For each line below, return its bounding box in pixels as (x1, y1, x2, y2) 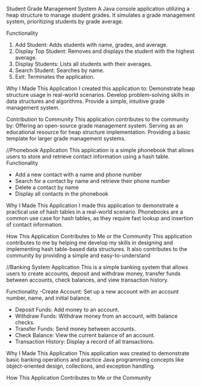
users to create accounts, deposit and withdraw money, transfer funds (6, 270, 181, 277)
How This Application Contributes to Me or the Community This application (6, 233, 193, 240)
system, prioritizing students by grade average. (6, 18, 123, 25)
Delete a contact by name (14, 184, 79, 191)
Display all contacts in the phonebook (14, 190, 108, 197)
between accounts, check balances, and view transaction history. (6, 276, 169, 283)
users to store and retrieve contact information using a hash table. (6, 153, 170, 160)
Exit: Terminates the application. (14, 73, 95, 80)
